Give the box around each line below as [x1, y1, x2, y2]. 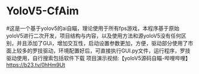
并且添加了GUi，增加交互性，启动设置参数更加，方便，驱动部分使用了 [16, 39, 188, 47]
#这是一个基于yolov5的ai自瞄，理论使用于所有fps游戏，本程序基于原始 [6, 24, 179, 32]
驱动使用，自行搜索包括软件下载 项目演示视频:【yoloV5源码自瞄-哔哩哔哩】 [6, 54, 191, 61]
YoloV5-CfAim [6, 4, 79, 18]
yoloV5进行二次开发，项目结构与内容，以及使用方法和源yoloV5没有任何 [6, 32, 182, 39]
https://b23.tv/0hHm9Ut [6, 61, 66, 68]
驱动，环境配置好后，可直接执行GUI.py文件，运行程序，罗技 [42, 47, 191, 54]
